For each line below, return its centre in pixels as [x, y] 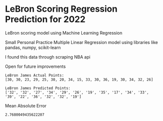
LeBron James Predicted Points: [38, 88]
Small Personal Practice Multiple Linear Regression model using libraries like [81, 42]
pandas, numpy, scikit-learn [33, 47]
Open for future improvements [36, 66]
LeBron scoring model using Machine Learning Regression [64, 33]
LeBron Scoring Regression [61, 9]
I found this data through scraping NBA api [48, 57]
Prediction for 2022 [45, 19]
